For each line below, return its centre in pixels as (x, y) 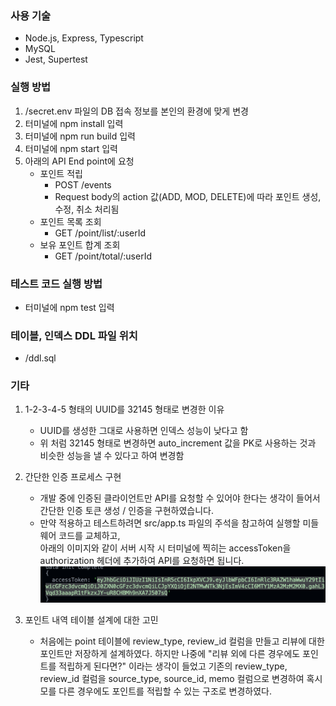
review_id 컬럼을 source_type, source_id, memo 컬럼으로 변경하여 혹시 (181, 678)
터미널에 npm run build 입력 (80, 136)
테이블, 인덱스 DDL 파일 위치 (74, 335)
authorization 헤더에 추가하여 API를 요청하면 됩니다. (142, 561)
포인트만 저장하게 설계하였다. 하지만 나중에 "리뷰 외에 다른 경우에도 (170, 653)
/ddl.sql (40, 358)
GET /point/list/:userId (100, 233)
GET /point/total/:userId (103, 256)
